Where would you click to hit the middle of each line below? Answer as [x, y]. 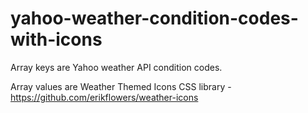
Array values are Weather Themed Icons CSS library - [121, 86]
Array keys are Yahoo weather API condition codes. [116, 67]
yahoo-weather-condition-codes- [154, 18]
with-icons [56, 39]
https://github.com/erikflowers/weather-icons [104, 97]
